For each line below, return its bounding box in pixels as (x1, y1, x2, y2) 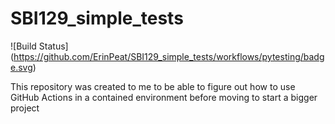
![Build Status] (10, 40, 69, 52)
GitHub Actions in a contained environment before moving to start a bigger (10, 91, 318, 103)
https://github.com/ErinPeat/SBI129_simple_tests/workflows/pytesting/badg (13, 50, 325, 62)
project (10, 102, 40, 114)
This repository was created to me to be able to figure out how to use (10, 80, 296, 92)
